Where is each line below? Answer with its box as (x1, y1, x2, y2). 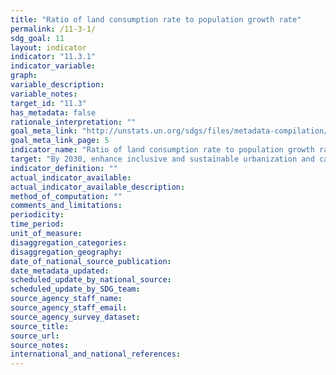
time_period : (10, 219, 65, 230)
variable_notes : (10, 89, 78, 99)
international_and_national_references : (10, 349, 182, 360)
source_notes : (10, 340, 70, 350)
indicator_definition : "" (10, 163, 118, 173)
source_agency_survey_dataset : (10, 312, 141, 322)
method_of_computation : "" (10, 191, 123, 201)
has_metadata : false (10, 107, 97, 118)
